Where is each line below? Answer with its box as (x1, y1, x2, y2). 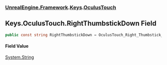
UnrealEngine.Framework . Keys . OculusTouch (5, 4, 116, 11)
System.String (5, 54, 34, 60)
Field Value (5, 43, 29, 49)
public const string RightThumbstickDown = (5, 32, 97, 37)
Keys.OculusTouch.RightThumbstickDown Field (5, 19, 157, 28)
